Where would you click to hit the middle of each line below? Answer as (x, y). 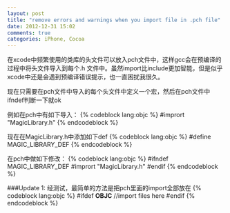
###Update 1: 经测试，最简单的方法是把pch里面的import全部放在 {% (104, 188)
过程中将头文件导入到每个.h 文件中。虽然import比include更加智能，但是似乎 (115, 68)
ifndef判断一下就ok (34, 100)
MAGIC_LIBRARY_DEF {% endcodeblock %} (70, 145)
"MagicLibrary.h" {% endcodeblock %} (63, 123)
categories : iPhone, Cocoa (46, 39)
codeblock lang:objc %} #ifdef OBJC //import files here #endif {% (101, 196)
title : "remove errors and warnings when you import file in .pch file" (114, 20)
